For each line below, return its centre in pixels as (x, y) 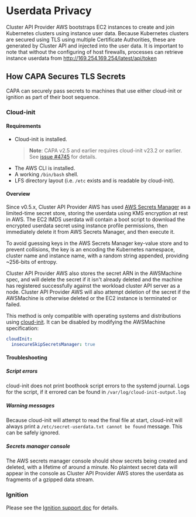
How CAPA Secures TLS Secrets (66, 76)
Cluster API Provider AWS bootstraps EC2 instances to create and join (90, 27)
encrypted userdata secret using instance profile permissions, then (87, 226)
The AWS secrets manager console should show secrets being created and (97, 461)
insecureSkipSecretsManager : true (53, 344)
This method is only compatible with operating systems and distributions (94, 316)
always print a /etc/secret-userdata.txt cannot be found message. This (94, 427)
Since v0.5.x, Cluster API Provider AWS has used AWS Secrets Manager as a (98, 207)
